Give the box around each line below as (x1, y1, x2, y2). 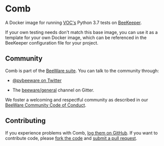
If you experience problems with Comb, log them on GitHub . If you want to (5, 129, 158, 135)
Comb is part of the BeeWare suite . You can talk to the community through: (5, 67, 160, 73)
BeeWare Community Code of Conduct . (5, 102, 86, 108)
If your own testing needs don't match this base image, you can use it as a (5, 29, 158, 35)
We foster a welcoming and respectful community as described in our (5, 96, 149, 102)
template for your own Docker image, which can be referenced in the (5, 34, 147, 40)
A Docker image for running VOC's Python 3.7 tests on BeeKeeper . (5, 19, 142, 25)
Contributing (5, 116, 46, 125)
